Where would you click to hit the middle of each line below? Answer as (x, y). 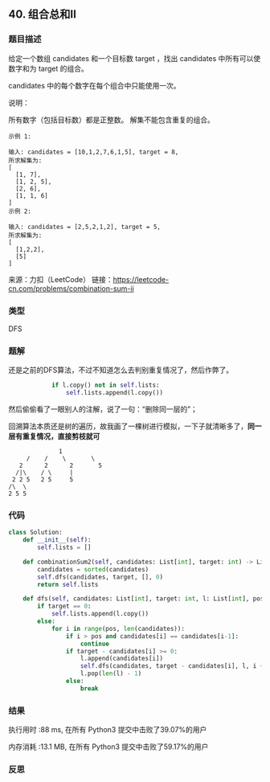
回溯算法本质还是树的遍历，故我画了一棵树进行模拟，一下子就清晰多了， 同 (131, 426)
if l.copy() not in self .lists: (105, 385)
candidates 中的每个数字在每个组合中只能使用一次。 (94, 85)
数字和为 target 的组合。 (48, 68)
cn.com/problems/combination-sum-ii (71, 289)
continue (95, 644)
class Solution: (35, 533)
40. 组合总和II (42, 14)
